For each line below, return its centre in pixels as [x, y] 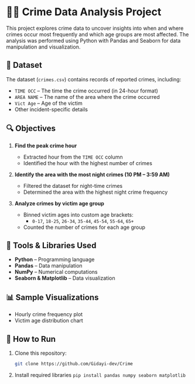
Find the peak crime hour [46, 145]
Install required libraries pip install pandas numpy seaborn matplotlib [100, 375]
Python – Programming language [54, 259]
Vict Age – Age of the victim [49, 103]
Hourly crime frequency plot [49, 314]
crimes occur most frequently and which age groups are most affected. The [97, 34]
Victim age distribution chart [49, 321]
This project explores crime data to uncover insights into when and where [95, 28]
